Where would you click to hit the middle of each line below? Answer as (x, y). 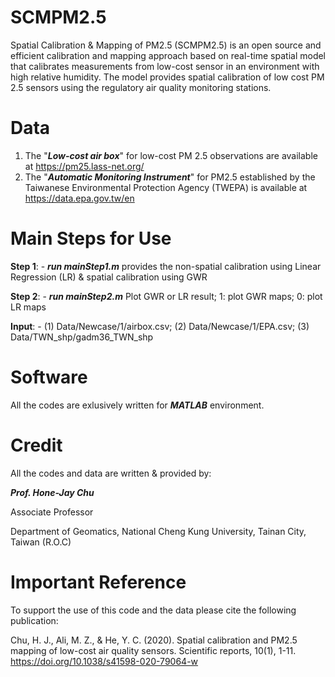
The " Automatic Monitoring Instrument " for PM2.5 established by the (170, 177)
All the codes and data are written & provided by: (111, 473)
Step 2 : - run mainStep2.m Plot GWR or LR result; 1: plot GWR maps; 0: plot (166, 296)
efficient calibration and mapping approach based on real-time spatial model (168, 55)
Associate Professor (52, 512)
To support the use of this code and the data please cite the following (153, 610)
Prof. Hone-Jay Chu (52, 492)
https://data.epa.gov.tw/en (79, 198)
